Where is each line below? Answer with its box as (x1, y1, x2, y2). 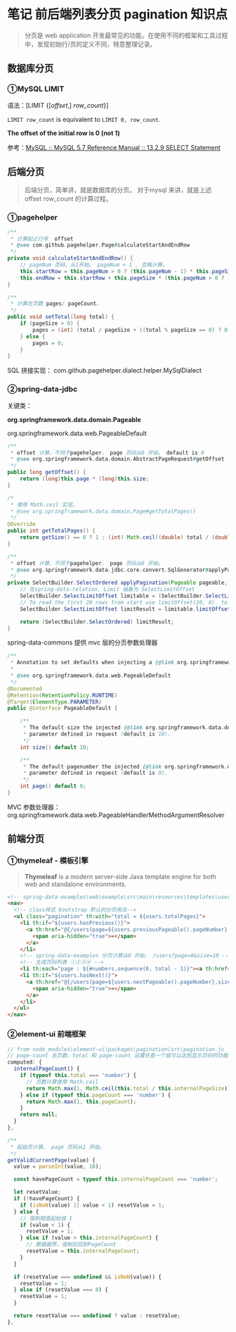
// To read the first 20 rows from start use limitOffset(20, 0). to (20, 599, 228, 606)
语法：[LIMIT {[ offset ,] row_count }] (7, 101, 109, 109)
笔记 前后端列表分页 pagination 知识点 (7, 6, 228, 23)
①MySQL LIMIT (7, 84, 65, 94)
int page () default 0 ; (20, 783, 86, 790)
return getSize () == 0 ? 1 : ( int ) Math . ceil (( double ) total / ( (20, 534, 216, 541)
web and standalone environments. (24, 880, 126, 888)
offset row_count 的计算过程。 (24, 194, 112, 203)
